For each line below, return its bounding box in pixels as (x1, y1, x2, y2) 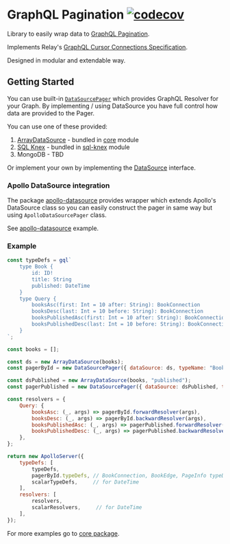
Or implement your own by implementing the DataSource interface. (7, 163, 196, 172)
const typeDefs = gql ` (7, 257, 72, 264)
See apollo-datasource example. (7, 224, 99, 233)
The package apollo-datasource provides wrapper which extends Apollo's (7, 196, 217, 205)
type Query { (19, 295, 57, 302)
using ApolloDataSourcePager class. (7, 211, 107, 219)
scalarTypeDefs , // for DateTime (31, 478, 139, 486)
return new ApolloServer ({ (7, 453, 84, 460)
